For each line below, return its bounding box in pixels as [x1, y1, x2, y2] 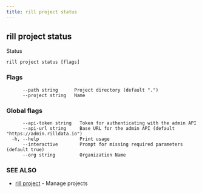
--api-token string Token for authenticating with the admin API [22, 120, 197, 126]
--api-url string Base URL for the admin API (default [22, 126, 175, 132]
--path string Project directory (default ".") [22, 87, 159, 93]
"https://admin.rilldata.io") [6, 131, 83, 137]
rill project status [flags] [6, 59, 80, 66]
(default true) [6, 147, 45, 153]
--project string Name [22, 92, 86, 98]
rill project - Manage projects [15, 180, 88, 187]
